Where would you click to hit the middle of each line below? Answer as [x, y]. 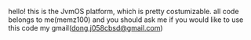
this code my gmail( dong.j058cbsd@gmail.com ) [85, 28]
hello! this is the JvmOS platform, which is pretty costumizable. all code [124, 11]
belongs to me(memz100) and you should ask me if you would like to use [126, 20]
